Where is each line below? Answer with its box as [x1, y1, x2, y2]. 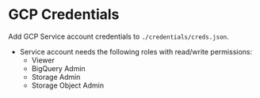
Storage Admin [31, 72, 81, 81]
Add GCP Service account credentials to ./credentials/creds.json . [8, 32, 229, 41]
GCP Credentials [8, 6, 120, 24]
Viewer [31, 55, 55, 65]
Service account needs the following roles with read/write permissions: [19, 47, 252, 56]
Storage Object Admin [31, 81, 105, 90]
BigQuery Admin [31, 63, 86, 73]
